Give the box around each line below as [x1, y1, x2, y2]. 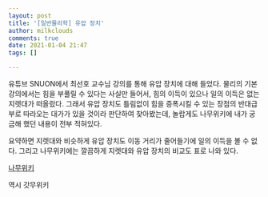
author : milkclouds [8, 26, 74, 34]
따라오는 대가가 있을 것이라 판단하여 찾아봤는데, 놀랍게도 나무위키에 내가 [22, 109, 248, 119]
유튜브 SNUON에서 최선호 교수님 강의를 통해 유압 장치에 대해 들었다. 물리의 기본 [8, 79, 258, 88]
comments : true [8, 34, 59, 42]
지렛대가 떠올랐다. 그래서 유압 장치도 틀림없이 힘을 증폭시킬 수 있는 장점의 [8, 99, 237, 108]
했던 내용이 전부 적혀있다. [22, 119, 102, 128]
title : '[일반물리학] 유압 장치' [8, 19, 105, 27]
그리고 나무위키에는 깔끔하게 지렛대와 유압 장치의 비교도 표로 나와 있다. [18, 146, 238, 155]
